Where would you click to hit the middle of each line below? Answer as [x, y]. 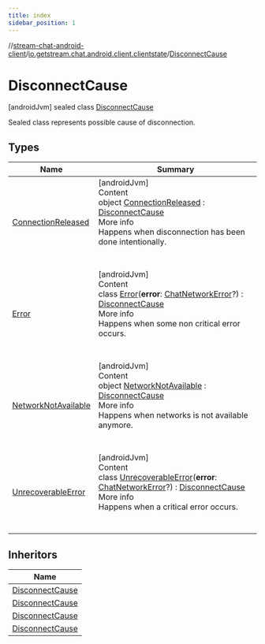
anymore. [116, 425]
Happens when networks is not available [173, 415]
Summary [175, 169]
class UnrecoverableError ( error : [158, 478]
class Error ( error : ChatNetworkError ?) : [171, 294]
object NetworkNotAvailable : [152, 385]
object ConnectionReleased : [151, 203]
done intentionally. [132, 242]
